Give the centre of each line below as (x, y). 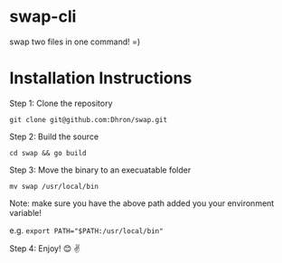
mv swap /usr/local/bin (54, 186)
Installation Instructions (101, 78)
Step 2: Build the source (54, 136)
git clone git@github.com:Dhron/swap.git (89, 119)
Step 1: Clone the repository (61, 103)
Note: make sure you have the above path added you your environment (142, 203)
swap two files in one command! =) (75, 42)
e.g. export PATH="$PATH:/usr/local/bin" (87, 230)
